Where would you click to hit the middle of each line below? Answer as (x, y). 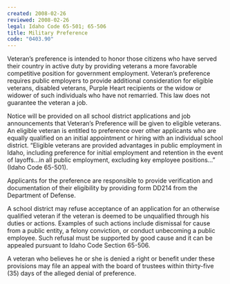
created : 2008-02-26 (37, 13)
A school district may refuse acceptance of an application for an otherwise (113, 209)
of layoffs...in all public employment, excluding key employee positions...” (111, 160)
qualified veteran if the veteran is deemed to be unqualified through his (108, 216)
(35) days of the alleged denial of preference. (72, 274)
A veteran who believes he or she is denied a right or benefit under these (111, 258)
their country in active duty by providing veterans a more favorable (102, 66)
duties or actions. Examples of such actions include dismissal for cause (109, 223)
